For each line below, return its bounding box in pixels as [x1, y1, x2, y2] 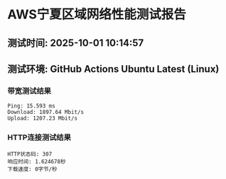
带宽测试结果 [7, 86, 52, 96]
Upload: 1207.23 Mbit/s [7, 115, 78, 122]
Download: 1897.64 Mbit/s [7, 109, 84, 116]
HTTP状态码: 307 [7, 150, 53, 158]
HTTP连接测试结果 [7, 132, 71, 142]
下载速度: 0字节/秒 [7, 166, 58, 173]
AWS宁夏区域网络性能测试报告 [7, 6, 187, 23]
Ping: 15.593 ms [7, 103, 55, 110]
